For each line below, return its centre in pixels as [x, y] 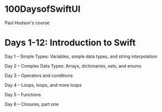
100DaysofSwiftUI [43, 9]
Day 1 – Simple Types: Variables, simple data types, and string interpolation [81, 56]
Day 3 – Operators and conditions [39, 75]
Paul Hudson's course [27, 23]
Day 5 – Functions [23, 94]
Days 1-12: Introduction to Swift [70, 43]
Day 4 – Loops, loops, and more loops [43, 85]
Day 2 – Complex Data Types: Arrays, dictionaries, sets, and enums [73, 66]
